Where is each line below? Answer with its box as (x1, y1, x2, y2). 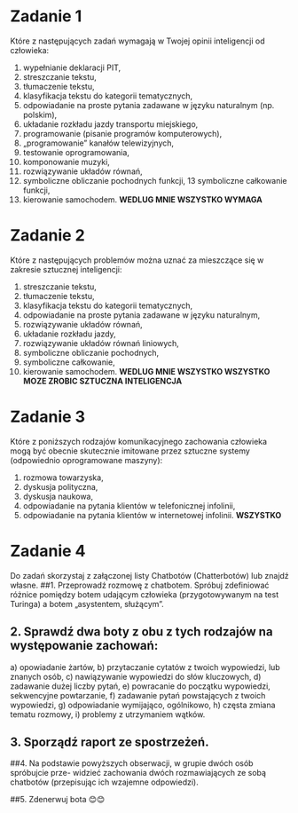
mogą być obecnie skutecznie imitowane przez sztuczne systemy (10, 446, 251, 456)
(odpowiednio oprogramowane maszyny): (10, 454, 163, 465)
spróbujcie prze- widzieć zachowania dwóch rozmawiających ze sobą (10, 768, 267, 778)
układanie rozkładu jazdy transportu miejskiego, (22, 118, 199, 130)
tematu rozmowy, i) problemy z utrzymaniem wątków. (10, 708, 206, 720)
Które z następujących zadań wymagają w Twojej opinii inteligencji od (10, 36, 265, 46)
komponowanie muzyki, (22, 156, 110, 167)
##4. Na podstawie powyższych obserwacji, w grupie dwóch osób (10, 758, 254, 769)
